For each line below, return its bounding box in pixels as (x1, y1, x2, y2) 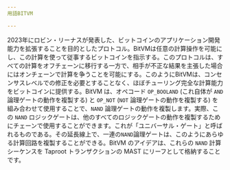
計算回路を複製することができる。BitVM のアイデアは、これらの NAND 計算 (12, 138, 222, 147)
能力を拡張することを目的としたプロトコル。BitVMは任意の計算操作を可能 (7, 44, 217, 52)
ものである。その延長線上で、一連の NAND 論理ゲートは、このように (19, 130, 206, 138)
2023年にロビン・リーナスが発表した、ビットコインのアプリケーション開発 (7, 36, 221, 44)
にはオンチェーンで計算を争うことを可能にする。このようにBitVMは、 (7, 70, 205, 78)
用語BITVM (7, 10, 33, 17)
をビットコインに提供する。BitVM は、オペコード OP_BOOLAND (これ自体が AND (7, 87, 224, 95)
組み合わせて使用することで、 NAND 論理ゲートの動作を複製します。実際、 (7, 104, 213, 112)
